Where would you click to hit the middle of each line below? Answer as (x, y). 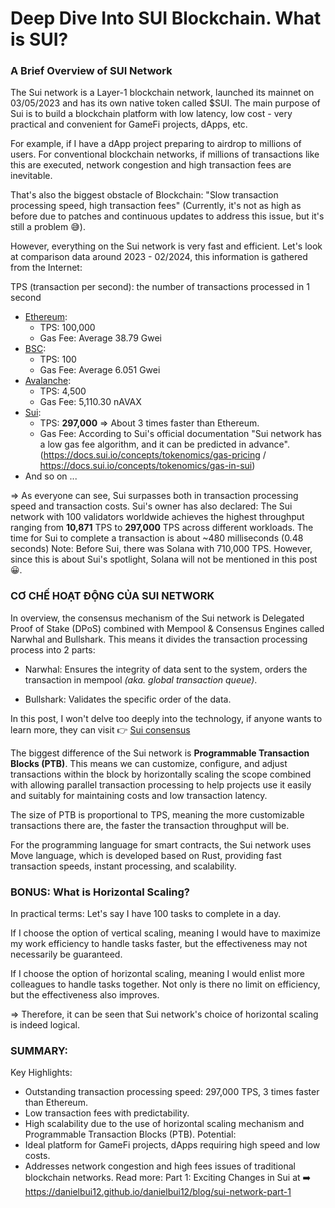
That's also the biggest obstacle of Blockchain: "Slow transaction (144, 195)
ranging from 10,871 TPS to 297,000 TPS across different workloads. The (162, 528)
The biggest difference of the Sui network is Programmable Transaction (160, 753)
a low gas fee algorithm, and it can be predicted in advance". (164, 444)
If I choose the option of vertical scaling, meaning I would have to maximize (165, 933)
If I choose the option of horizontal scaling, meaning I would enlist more (157, 974)
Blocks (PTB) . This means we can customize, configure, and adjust (149, 763)
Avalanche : (48, 381)
